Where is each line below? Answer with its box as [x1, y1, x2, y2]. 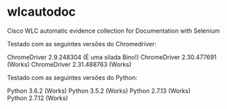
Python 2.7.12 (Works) [7, 93, 68, 102]
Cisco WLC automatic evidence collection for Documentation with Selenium [7, 27, 220, 35]
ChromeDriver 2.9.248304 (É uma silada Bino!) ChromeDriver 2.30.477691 [7, 52, 217, 61]
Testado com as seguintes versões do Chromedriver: [7, 40, 157, 48]
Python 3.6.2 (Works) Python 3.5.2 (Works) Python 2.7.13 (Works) [7, 87, 191, 95]
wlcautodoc [7, 4, 77, 20]
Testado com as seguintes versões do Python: [7, 73, 138, 82]
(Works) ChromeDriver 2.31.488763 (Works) [7, 60, 132, 68]
